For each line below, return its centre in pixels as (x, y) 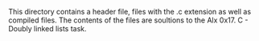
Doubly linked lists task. (47, 29)
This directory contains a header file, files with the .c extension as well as (130, 12)
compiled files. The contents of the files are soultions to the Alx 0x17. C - (128, 20)
